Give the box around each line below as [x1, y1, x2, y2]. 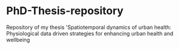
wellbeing [6, 36, 31, 43]
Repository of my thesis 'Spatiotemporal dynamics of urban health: [6, 24, 172, 31]
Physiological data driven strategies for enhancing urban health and [6, 30, 174, 37]
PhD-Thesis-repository [6, 4, 124, 18]
